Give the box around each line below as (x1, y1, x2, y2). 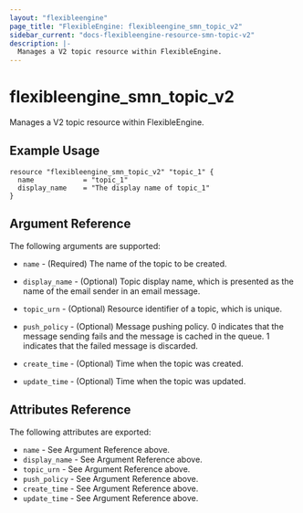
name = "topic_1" (17, 175, 129, 184)
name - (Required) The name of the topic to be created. (22, 257, 227, 269)
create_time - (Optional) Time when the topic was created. (22, 358, 244, 369)
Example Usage (9, 143, 100, 159)
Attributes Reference (9, 403, 131, 418)
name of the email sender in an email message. (22, 285, 201, 297)
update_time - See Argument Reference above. (22, 492, 199, 503)
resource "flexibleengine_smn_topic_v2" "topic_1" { (9, 167, 214, 176)
